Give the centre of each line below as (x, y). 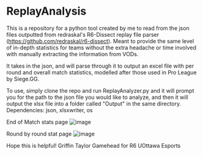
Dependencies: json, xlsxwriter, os (50, 110)
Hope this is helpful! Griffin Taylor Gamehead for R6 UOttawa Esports (94, 145)
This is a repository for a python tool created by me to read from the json (98, 28)
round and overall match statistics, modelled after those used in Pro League (102, 72)
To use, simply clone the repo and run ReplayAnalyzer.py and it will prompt (100, 90)
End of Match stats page (37, 122)
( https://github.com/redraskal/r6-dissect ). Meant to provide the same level (100, 41)
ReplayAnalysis (46, 11)
